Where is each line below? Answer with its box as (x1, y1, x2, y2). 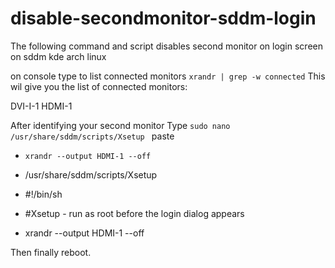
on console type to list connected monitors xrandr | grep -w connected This (10, 70, 326, 82)
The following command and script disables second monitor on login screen (10, 40, 323, 52)
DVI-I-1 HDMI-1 (10, 100, 73, 112)
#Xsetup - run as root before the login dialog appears (24, 207, 245, 219)
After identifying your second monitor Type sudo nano (10, 119, 231, 131)
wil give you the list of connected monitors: (10, 80, 188, 92)
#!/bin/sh (24, 188, 63, 200)
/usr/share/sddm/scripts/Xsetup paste (10, 130, 175, 142)
